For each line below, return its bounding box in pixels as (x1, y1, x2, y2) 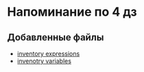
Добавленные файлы (7, 32, 104, 43)
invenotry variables (16, 57, 72, 65)
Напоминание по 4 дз (7, 4, 137, 20)
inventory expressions (16, 49, 80, 58)
